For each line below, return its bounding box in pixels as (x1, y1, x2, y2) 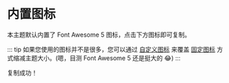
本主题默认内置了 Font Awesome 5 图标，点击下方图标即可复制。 (7, 30, 191, 39)
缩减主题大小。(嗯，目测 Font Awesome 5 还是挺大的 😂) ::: (12, 53, 181, 62)
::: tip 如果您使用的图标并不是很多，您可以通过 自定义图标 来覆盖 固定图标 (7, 45, 216, 53)
